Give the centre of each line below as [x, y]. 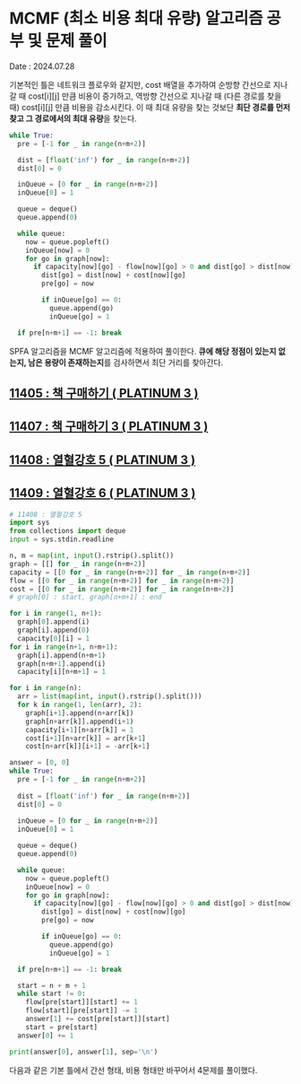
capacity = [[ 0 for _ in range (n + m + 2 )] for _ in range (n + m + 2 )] [130, 572]
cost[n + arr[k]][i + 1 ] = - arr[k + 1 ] [88, 747]
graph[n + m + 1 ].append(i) [61, 664]
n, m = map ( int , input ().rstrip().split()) [92, 556]
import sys [30, 523]
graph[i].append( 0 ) [54, 630]
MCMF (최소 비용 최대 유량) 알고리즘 [136, 18]
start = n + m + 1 [52, 985]
